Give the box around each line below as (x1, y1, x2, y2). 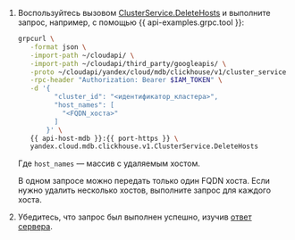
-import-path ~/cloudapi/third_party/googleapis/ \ (29, 59, 227, 68)
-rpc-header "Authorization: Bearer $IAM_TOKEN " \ (29, 76, 223, 85)
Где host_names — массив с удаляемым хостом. (17, 158, 201, 169)
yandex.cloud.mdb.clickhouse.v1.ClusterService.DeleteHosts (29, 142, 259, 151)
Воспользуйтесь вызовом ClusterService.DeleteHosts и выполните (17, 8, 271, 18)
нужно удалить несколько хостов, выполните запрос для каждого (17, 185, 271, 195)
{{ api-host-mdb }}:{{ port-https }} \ (29, 134, 179, 143)
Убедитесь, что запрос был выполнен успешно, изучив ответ (17, 211, 252, 222)
